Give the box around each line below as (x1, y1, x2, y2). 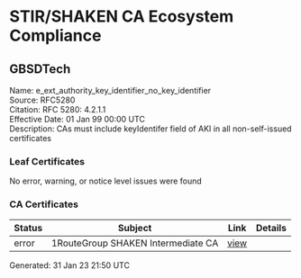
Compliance (9, 25, 102, 46)
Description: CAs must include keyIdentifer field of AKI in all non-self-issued (9, 123, 292, 134)
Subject (117, 221, 152, 234)
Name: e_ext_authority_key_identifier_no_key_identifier (9, 85, 212, 95)
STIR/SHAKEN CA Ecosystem (9, 6, 234, 27)
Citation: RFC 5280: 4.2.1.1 (9, 104, 106, 114)
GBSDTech (9, 61, 71, 76)
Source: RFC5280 (9, 94, 76, 105)
